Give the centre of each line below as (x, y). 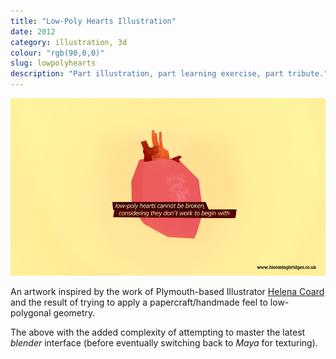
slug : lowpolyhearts (53, 63)
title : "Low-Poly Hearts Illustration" (93, 21)
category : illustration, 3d (69, 42)
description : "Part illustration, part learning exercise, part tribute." (169, 74)
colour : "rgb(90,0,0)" (57, 53)
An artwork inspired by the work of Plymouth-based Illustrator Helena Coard (167, 291)
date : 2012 (33, 31)
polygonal (31, 312)
